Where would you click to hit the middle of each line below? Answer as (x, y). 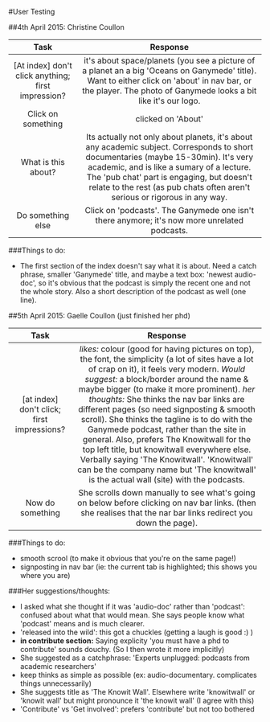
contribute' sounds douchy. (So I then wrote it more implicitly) (122, 649)
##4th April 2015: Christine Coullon (66, 27)
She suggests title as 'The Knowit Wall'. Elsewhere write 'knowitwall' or (137, 692)
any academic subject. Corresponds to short (170, 147)
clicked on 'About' (169, 119)
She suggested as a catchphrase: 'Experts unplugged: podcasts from (135, 658)
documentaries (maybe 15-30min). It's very (170, 157)
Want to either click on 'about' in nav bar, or (170, 81)
